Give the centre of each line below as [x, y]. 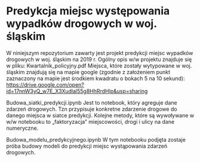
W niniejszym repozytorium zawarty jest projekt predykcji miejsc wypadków [100, 53]
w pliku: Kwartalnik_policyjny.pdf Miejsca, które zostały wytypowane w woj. [99, 65]
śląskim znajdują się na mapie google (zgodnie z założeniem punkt [88, 72]
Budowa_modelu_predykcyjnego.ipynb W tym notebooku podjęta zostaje [96, 139]
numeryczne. [22, 128]
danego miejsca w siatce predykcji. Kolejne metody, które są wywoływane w [100, 115]
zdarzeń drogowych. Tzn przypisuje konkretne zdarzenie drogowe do [92, 109]
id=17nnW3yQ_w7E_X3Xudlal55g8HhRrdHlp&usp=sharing [77, 91]
